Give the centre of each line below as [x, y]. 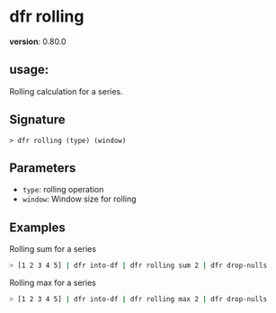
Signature [37, 120]
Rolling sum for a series [53, 249]
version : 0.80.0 [38, 41]
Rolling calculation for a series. [66, 91]
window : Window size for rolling [79, 199]
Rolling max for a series [53, 283]
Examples [37, 227]
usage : [29, 70]
